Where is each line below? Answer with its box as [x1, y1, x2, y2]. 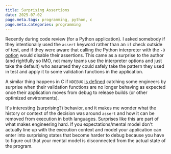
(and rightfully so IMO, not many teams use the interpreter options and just [5, 57, 162, 64]
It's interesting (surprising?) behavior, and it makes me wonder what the [5, 105, 157, 111]
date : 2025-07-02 [5, 12, 42, 17]
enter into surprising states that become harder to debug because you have [5, 132, 164, 139]
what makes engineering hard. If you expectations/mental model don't [5, 121, 153, 127]
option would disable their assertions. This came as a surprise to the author [5, 52, 164, 59]
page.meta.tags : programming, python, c [5, 17, 93, 22]
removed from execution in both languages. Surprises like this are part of [5, 116, 159, 122]
